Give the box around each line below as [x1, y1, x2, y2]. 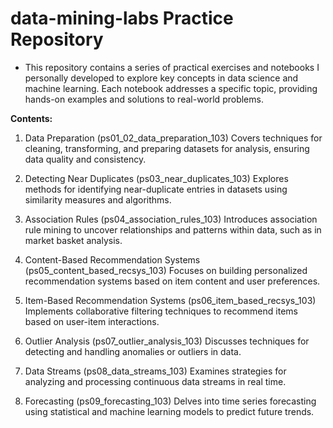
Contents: [10, 112, 53, 124]
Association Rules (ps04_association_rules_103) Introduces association [24, 213, 318, 225]
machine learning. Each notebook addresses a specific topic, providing [24, 82, 318, 94]
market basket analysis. [24, 234, 123, 246]
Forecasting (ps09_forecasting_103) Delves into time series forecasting [24, 395, 317, 407]
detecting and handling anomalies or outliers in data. [24, 345, 242, 357]
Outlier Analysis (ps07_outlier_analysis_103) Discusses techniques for [24, 335, 310, 347]
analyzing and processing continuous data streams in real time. [24, 375, 287, 387]
